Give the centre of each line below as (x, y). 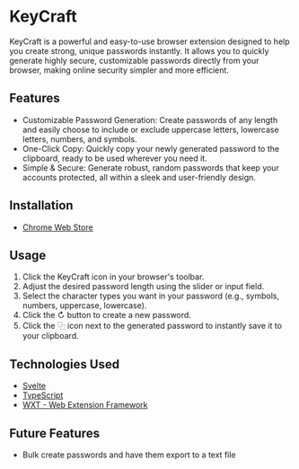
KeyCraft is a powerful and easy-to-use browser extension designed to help (149, 41)
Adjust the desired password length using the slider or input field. (143, 287)
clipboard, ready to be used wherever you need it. (115, 158)
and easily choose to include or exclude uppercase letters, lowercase (151, 129)
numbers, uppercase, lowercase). (84, 305)
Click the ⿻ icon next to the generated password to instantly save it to (152, 326)
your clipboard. (50, 336)
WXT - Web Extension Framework (85, 405)
